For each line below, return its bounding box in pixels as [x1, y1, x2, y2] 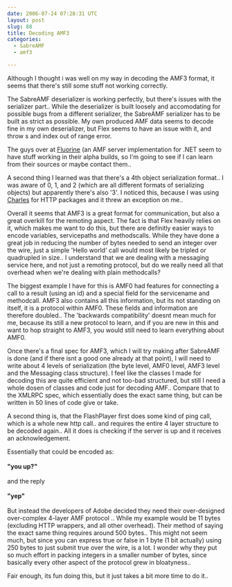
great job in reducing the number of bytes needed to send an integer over [7, 238, 217, 247]
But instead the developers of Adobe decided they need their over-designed [7, 506, 225, 515]
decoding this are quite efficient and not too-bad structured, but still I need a [7, 376, 226, 384]
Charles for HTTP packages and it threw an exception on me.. [7, 195, 184, 204]
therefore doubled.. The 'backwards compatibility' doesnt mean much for [7, 311, 217, 320]
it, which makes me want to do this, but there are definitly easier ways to [7, 224, 214, 232]
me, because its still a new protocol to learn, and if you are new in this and [7, 318, 219, 326]
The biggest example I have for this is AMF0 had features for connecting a [7, 281, 220, 290]
